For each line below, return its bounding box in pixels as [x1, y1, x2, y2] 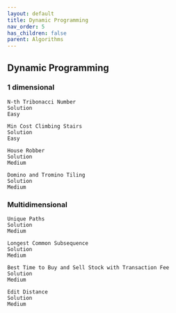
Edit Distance [7, 289, 49, 296]
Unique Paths [7, 216, 45, 223]
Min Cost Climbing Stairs [7, 122, 82, 129]
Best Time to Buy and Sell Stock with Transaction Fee [7, 264, 170, 271]
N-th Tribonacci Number [7, 98, 77, 105]
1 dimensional [7, 83, 55, 93]
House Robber [7, 147, 45, 154]
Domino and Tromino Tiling [7, 171, 86, 178]
